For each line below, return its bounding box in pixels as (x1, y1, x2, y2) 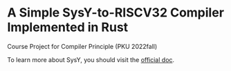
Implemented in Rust (7, 19, 129, 35)
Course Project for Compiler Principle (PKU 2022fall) (7, 42, 158, 50)
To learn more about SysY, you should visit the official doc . (7, 55, 175, 63)
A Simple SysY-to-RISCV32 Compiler (7, 5, 225, 21)
